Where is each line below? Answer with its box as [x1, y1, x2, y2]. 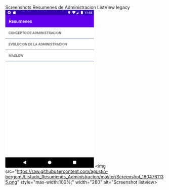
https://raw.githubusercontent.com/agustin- [17, 168, 108, 174]
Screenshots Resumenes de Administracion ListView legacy [5, 5, 130, 10]
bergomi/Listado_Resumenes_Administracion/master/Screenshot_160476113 [5, 173, 164, 179]
